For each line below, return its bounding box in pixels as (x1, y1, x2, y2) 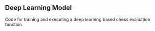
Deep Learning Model (5, 4, 72, 12)
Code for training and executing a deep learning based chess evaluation (5, 16, 151, 22)
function (5, 21, 22, 27)
